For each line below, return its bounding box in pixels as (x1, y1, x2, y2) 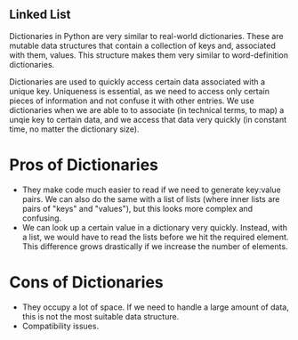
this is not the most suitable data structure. (21, 311, 180, 321)
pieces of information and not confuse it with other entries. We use (9, 95, 255, 106)
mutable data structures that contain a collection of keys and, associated (9, 40, 276, 51)
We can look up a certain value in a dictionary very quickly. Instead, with (21, 222, 287, 232)
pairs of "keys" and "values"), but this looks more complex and (21, 203, 254, 214)
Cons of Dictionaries (9, 271, 165, 292)
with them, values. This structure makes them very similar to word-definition (9, 49, 289, 61)
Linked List (9, 7, 71, 22)
